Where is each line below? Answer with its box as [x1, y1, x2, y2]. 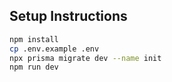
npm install [9, 34, 59, 44]
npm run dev [9, 62, 59, 73]
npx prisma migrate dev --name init [9, 53, 162, 63]
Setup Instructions [9, 8, 128, 25]
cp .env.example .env [9, 44, 100, 54]
